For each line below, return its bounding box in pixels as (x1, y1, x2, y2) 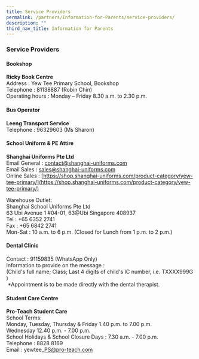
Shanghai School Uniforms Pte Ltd (6, 203, 91, 210)
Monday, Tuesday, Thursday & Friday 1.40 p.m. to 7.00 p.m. (6, 321, 152, 328)
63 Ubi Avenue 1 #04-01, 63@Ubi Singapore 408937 (6, 209, 136, 216)
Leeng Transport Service (6, 119, 70, 126)
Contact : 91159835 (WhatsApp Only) (6, 255, 97, 263)
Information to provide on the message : (6, 261, 105, 269)
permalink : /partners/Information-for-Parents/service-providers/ (6, 14, 175, 20)
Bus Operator (6, 106, 41, 113)
